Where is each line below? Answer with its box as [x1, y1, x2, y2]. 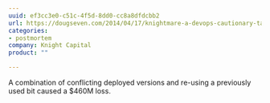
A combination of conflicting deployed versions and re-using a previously [8, 77, 252, 87]
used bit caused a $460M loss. [8, 86, 111, 96]
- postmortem [8, 34, 52, 42]
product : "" [8, 49, 48, 57]
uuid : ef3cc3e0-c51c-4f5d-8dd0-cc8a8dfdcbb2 [8, 11, 160, 20]
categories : [8, 26, 48, 34]
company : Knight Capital [8, 42, 92, 50]
